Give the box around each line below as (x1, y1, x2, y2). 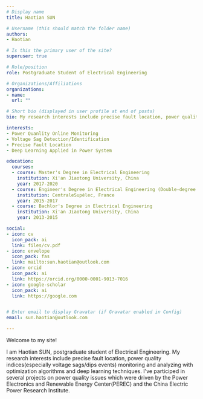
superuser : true (6, 53, 47, 59)
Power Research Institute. (6, 387, 71, 394)
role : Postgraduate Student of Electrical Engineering (6, 70, 147, 76)
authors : (6, 31, 28, 37)
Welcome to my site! (6, 337, 57, 343)
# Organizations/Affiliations (6, 80, 83, 86)
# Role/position (6, 64, 47, 70)
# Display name (6, 8, 45, 15)
